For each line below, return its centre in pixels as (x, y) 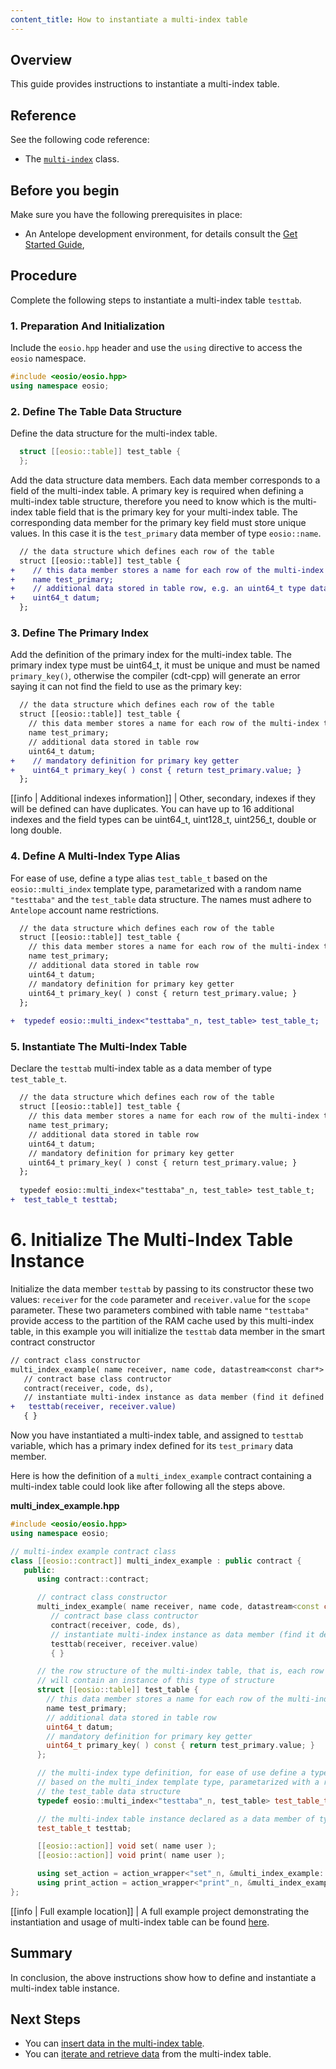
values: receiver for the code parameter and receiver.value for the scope (160, 1299)
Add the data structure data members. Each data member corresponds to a (165, 480)
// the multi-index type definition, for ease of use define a (171, 1773)
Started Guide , (54, 245)
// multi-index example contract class (93, 1551)
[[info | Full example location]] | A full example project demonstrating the (160, 1911)
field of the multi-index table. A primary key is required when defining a (157, 490)
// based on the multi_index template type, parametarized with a (178, 1782)
